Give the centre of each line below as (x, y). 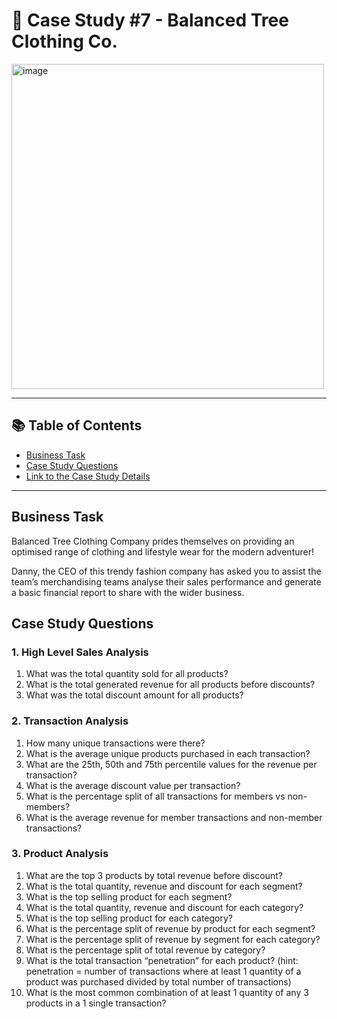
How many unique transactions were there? (115, 743)
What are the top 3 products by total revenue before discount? (154, 875)
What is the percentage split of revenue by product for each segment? (170, 928)
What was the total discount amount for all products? (134, 695)
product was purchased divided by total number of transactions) (158, 981)
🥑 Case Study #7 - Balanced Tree (150, 20)
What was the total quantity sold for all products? (127, 674)
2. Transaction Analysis (70, 721)
